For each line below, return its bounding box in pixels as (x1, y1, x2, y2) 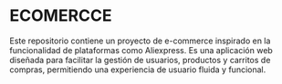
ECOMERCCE (9, 5, 112, 26)
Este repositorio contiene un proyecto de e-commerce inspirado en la (9, 35, 271, 46)
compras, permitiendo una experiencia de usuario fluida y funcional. (9, 64, 266, 75)
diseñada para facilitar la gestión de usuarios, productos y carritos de (9, 54, 271, 65)
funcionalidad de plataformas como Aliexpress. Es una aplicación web (9, 44, 274, 55)
